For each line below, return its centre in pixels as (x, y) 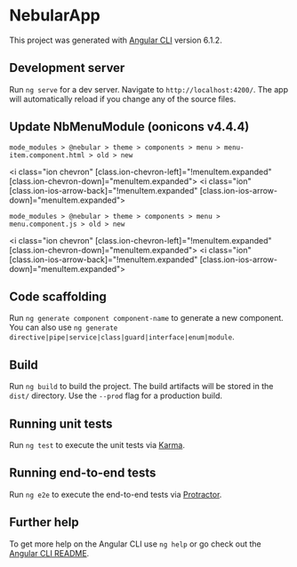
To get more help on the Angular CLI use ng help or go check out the (135, 544)
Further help (44, 522)
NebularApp (55, 16)
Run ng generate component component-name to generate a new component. (147, 318)
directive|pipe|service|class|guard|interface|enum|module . (122, 337)
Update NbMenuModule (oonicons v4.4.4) (129, 127)
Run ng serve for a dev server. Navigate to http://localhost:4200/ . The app (149, 89)
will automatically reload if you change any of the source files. (123, 99)
